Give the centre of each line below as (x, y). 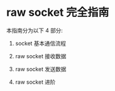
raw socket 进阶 (35, 82)
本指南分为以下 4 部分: (35, 30)
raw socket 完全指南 (58, 12)
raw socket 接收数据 (41, 56)
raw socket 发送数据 (41, 69)
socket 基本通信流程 (40, 43)
